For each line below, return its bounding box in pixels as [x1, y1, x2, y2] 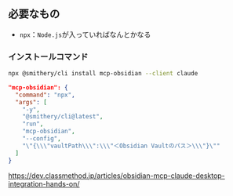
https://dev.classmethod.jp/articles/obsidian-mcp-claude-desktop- [8, 171, 225, 180]
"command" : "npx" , [15, 91, 76, 99]
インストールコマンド [8, 51, 89, 62]
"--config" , [22, 135, 61, 143]
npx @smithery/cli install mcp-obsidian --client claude [8, 70, 198, 78]
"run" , [22, 120, 44, 128]
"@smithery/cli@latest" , [22, 113, 104, 121]
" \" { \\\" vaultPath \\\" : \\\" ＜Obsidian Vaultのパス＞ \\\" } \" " [22, 142, 220, 150]
